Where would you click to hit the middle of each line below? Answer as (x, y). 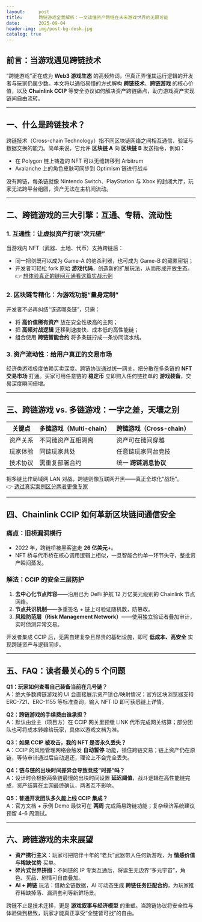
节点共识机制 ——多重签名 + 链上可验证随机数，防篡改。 (84, 609)
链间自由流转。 (25, 98)
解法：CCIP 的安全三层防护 (45, 580)
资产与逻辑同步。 (43, 644)
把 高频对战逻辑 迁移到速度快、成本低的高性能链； (77, 330)
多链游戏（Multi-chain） (75, 428)
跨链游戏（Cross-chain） (153, 428)
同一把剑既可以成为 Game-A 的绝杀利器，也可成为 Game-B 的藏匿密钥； (104, 261)
